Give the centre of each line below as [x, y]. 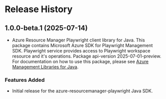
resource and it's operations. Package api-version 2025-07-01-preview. [87, 56]
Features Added [25, 80]
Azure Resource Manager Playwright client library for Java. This [78, 40]
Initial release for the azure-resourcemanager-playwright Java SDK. [82, 91]
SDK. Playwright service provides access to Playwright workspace [81, 51]
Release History [39, 9]
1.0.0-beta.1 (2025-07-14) [46, 28]
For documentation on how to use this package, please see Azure [80, 61]
